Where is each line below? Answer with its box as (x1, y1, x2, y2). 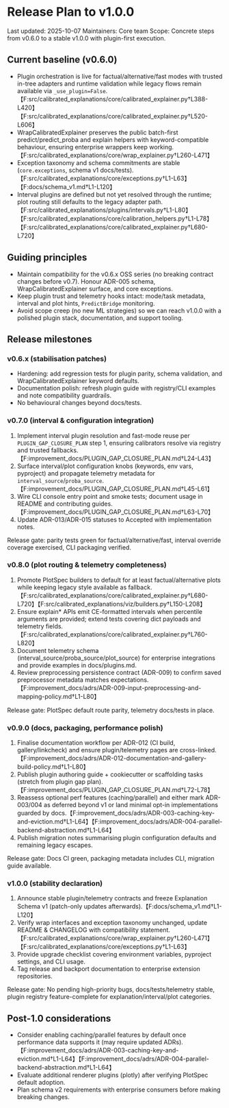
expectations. (110, 676, 149, 684)
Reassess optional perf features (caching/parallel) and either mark (16, 793, 204, 802)
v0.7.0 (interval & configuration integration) (7, 416, 154, 426)
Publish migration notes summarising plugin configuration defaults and (16, 834, 217, 842)
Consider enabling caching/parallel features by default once (16, 1031, 187, 1039)
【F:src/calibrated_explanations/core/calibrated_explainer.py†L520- (16, 112, 208, 120)
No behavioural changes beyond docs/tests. (16, 399, 142, 407)
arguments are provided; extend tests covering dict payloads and (16, 615, 202, 623)
